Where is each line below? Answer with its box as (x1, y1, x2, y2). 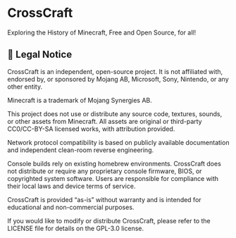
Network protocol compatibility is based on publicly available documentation (7, 138, 230, 146)
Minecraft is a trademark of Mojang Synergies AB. (7, 96, 153, 104)
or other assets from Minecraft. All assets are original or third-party (7, 117, 202, 125)
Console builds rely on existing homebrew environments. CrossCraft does (7, 159, 222, 168)
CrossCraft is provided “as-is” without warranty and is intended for (7, 195, 202, 203)
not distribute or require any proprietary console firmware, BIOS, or (7, 167, 202, 175)
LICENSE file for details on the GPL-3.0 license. (7, 224, 144, 232)
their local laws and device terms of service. (7, 182, 136, 190)
